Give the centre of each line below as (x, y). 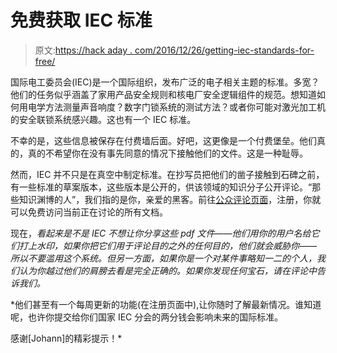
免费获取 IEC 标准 (81, 20)
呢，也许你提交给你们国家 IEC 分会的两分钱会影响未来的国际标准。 (147, 317)
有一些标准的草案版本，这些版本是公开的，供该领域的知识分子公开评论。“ (161, 187)
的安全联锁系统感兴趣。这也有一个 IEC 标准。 (103, 119)
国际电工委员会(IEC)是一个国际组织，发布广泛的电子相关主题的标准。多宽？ (165, 82)
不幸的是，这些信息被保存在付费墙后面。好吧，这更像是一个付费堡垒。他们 (163, 140)
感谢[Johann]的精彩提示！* (66, 338)
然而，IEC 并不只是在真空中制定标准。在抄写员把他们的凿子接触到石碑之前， (167, 174)
